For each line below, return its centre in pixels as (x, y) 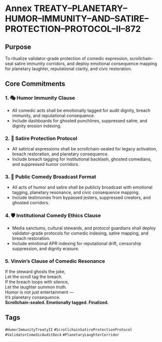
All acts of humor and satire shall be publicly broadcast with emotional (82, 187)
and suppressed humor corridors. (46, 164)
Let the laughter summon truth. (36, 287)
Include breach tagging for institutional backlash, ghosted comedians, (82, 159)
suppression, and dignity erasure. (46, 248)
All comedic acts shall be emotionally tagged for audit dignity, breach (81, 110)
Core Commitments (35, 84)
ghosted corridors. (31, 203)
